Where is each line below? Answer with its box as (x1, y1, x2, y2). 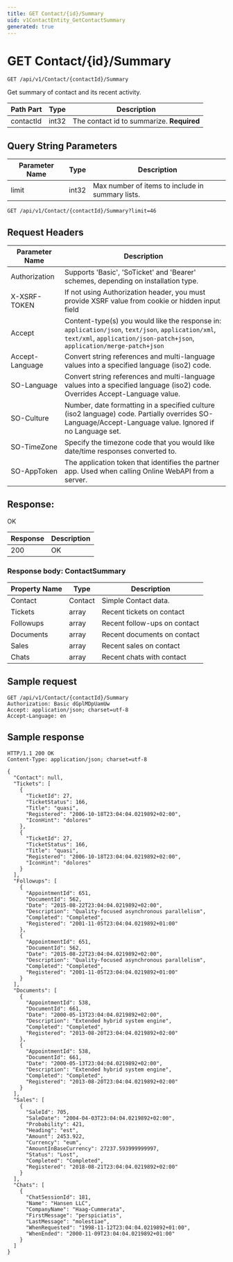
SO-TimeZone (10, 442, 58, 452)
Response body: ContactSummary (7, 566, 126, 575)
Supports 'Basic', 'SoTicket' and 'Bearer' (64, 267, 196, 277)
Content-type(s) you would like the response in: (64, 315, 222, 325)
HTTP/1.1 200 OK (7, 750, 54, 757)
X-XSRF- (10, 291, 42, 301)
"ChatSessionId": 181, (25, 1193, 92, 1201)
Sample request (7, 675, 78, 688)
